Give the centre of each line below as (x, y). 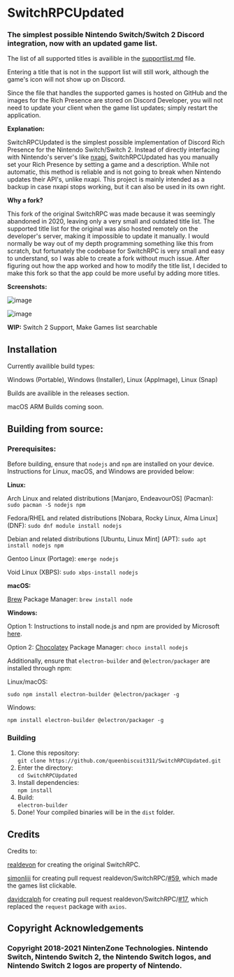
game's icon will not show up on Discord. (66, 80)
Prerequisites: (32, 448)
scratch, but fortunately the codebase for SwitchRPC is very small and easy (116, 251)
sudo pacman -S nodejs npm (46, 505)
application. (24, 115)
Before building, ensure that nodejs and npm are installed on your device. (111, 464)
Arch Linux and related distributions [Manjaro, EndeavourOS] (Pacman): (110, 498)
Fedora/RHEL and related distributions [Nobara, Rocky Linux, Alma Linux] (113, 517)
